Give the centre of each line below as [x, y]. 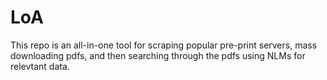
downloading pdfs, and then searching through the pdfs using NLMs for [158, 55]
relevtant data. [40, 66]
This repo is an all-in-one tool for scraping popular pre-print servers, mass [164, 45]
